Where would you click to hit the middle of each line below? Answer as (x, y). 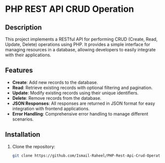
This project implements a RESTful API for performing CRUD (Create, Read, (81, 39)
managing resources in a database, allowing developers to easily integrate (81, 50)
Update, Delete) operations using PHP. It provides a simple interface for (78, 44)
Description (23, 27)
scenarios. (23, 119)
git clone (22, 156)
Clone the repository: (34, 146)
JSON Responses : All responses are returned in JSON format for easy (83, 103)
